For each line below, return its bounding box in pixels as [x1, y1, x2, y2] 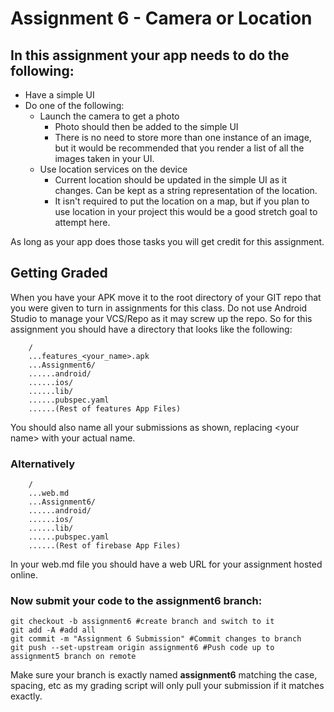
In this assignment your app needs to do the [10, 47, 290, 64]
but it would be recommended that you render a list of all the [54, 142, 305, 154]
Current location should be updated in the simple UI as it [54, 174, 287, 186]
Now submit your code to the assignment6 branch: [10, 594, 263, 608]
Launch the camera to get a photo [39, 110, 180, 122]
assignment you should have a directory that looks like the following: [10, 323, 293, 335]
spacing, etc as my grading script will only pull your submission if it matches [10, 680, 325, 692]
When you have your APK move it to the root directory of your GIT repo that [10, 291, 322, 303]
